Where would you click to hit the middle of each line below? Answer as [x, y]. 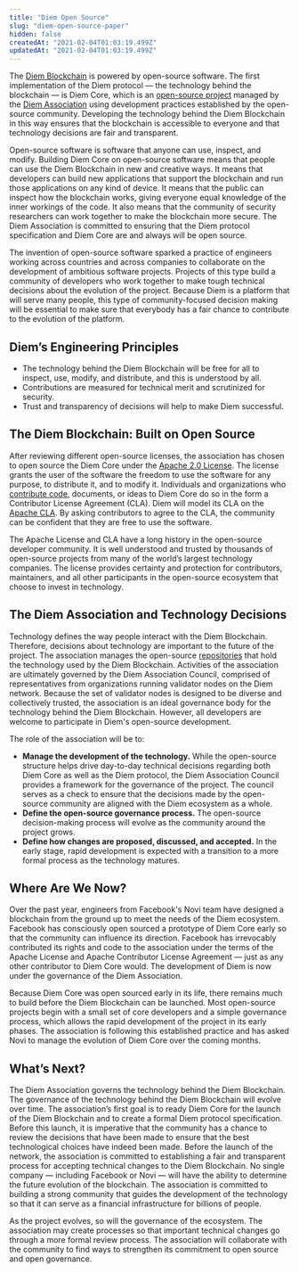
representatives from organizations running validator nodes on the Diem [141, 684]
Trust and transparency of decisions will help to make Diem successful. [153, 406]
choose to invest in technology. [67, 587]
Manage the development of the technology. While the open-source [149, 756]
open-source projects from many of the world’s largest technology [131, 558]
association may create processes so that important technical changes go [145, 1230]
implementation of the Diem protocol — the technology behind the [130, 86]
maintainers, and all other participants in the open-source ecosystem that [144, 577]
